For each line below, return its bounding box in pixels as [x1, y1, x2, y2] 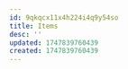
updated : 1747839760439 [9, 38, 99, 47]
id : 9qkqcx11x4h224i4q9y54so [9, 13, 119, 22]
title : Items [9, 22, 59, 30]
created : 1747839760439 [9, 47, 99, 56]
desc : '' [9, 30, 42, 39]
